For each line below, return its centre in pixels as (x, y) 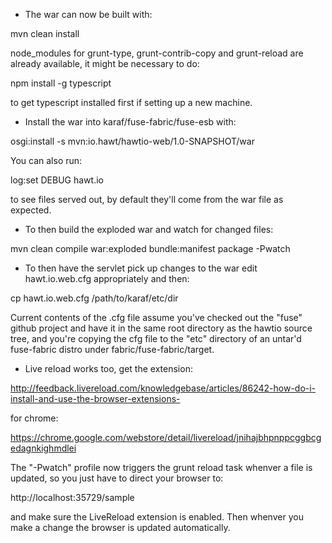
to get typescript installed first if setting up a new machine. (131, 102)
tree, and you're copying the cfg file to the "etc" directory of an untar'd (156, 338)
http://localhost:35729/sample (72, 497)
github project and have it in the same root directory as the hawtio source (161, 328)
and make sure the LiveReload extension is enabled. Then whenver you (157, 517)
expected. (31, 210)
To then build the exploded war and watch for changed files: (149, 229)
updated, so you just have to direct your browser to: (117, 478)
